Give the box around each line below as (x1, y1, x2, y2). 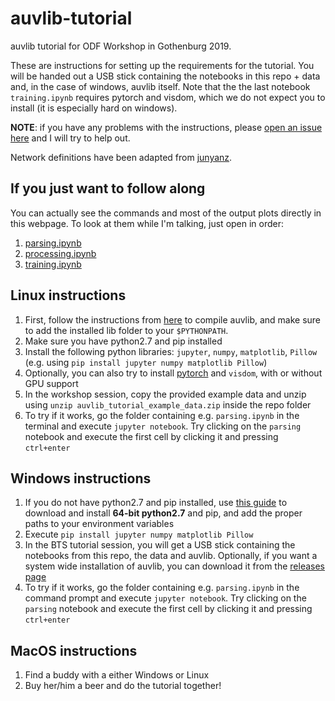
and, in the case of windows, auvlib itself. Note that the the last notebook (10, 80, 311, 92)
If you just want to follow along (10, 180, 206, 197)
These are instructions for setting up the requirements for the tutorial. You (10, 59, 315, 71)
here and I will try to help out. (10, 132, 131, 144)
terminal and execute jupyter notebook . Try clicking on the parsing (24, 420, 302, 432)
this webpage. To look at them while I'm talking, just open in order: (10, 217, 285, 229)
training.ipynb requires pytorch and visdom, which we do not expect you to (10, 91, 326, 103)
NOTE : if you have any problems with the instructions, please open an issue (10, 121, 323, 133)
